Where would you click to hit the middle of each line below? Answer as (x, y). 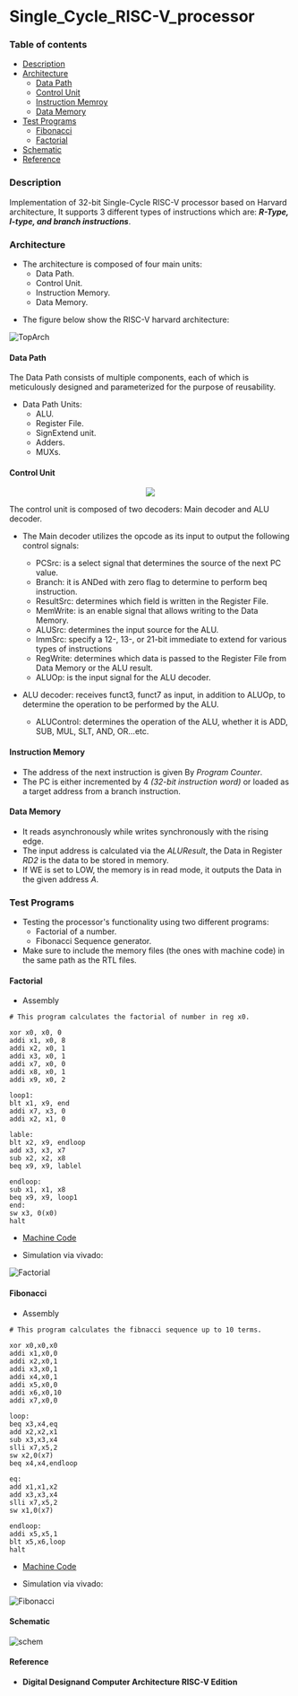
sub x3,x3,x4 (34, 1439)
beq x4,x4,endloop (43, 1463)
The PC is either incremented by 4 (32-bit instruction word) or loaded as (155, 782)
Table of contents (48, 45)
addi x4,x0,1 (34, 1377)
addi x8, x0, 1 (38, 1072)
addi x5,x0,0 (34, 1385)
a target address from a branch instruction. (101, 791)
